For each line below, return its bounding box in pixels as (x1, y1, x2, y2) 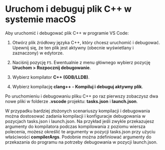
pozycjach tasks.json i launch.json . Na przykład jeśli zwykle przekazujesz (5, 118, 154, 124)
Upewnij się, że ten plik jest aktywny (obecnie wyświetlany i (12, 45, 134, 50)
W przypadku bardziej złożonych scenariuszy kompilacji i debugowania (5, 108, 150, 114)
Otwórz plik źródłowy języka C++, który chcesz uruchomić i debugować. (12, 39, 160, 45)
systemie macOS (5, 14, 76, 25)
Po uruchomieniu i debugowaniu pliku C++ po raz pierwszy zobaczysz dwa (5, 93, 159, 99)
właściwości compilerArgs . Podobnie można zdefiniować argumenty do (5, 134, 152, 140)
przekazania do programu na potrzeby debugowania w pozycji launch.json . (5, 139, 158, 145)
